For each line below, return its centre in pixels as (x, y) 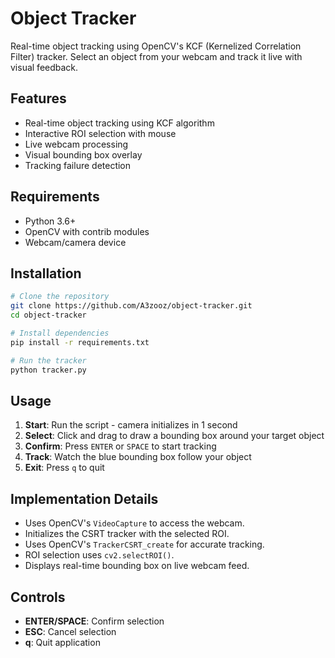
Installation (46, 273)
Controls (38, 597)
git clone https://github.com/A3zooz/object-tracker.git (131, 306)
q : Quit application (62, 642)
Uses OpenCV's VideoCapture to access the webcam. (134, 523)
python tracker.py (48, 370)
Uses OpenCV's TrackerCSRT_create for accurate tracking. (144, 544)
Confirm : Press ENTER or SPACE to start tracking (120, 446)
